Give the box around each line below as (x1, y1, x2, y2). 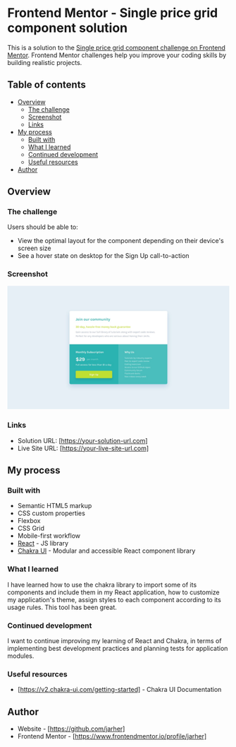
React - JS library (17, 539, 69, 548)
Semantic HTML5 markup (17, 502, 92, 510)
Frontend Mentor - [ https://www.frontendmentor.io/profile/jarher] (17, 731, 207, 740)
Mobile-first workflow (17, 531, 81, 540)
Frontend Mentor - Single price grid (7, 5, 218, 21)
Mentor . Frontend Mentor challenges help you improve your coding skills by (7, 51, 227, 59)
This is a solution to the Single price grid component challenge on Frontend (7, 43, 225, 52)
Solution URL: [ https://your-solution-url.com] (17, 436, 148, 445)
